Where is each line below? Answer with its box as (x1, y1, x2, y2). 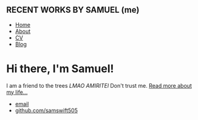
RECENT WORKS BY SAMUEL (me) (6, 5, 140, 15)
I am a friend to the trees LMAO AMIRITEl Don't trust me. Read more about (6, 82, 193, 89)
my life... (6, 88, 28, 96)
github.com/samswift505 (15, 107, 78, 114)
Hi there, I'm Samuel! (6, 62, 114, 76)
